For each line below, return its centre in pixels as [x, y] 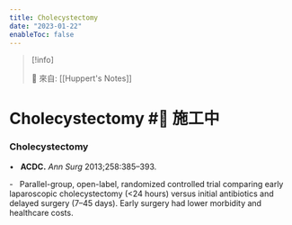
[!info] [42, 60]
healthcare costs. [41, 212]
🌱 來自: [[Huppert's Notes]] [81, 78]
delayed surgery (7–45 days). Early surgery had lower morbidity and [136, 202]
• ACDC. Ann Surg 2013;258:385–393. [83, 166]
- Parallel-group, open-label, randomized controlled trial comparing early [146, 184]
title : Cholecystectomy [54, 18]
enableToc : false [42, 34]
